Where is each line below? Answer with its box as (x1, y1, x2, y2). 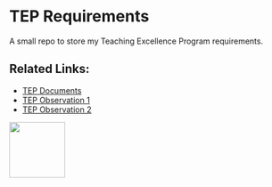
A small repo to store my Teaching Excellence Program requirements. (9, 36, 264, 46)
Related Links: (9, 61, 90, 77)
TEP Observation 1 (21, 94, 91, 105)
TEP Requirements (9, 6, 150, 27)
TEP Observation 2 (21, 104, 92, 115)
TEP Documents (21, 85, 82, 95)
